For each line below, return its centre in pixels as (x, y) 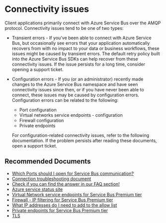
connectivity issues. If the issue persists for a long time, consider (78, 64)
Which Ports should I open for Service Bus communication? (73, 173)
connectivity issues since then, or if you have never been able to (78, 89)
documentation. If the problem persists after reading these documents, (84, 141)
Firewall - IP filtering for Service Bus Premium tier (62, 200)
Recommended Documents (48, 162)
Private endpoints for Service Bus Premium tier (60, 210)
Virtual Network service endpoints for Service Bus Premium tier (77, 194)
